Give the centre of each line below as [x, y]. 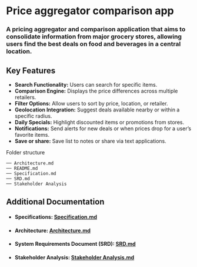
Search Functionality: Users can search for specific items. [86, 84]
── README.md [22, 168]
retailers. [25, 97]
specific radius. [33, 116]
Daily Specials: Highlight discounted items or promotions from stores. [99, 122]
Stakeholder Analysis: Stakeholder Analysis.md [74, 257]
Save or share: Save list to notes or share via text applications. [90, 141]
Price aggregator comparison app [90, 11]
